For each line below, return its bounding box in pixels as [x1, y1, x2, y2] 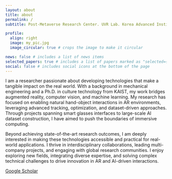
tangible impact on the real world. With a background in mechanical [5, 83, 148, 89]
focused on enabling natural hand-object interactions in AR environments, [5, 99, 161, 106]
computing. [5, 121, 30, 127]
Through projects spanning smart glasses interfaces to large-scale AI [5, 110, 152, 116]
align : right [10, 36, 38, 41]
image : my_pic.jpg [10, 40, 50, 46]
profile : [5, 31, 24, 36]
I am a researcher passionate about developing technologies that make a [5, 78, 159, 84]
